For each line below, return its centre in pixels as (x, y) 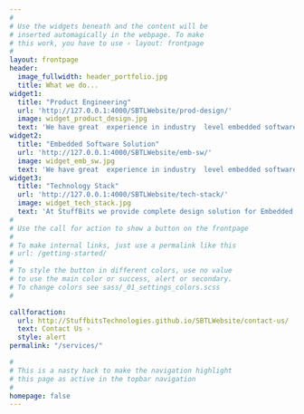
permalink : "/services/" (56, 346)
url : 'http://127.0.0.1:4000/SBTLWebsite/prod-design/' (125, 111)
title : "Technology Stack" (68, 187)
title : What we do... (58, 85)
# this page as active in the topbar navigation (103, 379)
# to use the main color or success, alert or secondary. (121, 279)
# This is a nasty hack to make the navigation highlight (121, 371)
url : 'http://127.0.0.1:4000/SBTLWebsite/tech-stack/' (123, 195)
